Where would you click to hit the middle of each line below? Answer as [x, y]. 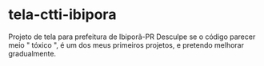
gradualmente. [32, 53]
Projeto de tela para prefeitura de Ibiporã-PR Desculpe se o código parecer [132, 37]
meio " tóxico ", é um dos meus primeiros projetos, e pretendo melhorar [126, 45]
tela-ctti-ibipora [62, 15]
